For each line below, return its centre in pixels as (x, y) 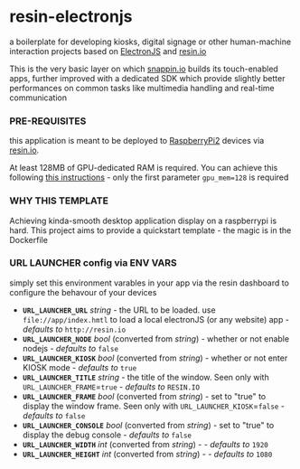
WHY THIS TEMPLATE (59, 201)
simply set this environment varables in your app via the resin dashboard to (149, 283)
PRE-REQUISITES (48, 121)
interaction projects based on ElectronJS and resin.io (108, 51)
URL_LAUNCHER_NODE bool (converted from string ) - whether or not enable (156, 338)
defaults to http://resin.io (74, 329)
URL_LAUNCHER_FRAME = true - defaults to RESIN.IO (111, 387)
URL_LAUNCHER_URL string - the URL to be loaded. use (119, 310)
